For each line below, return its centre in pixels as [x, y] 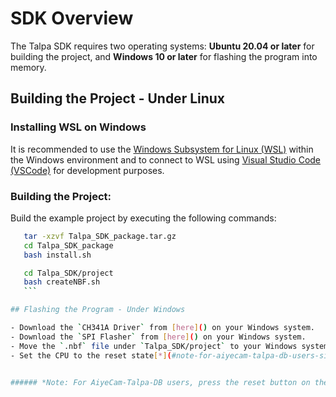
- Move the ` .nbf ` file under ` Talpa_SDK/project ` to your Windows [154, 346]
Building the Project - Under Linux [118, 98]
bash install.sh [57, 255]
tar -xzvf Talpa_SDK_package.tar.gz [100, 236]
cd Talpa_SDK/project [68, 273]
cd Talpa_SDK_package [68, 245]
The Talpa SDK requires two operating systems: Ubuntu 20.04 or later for [162, 46]
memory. [28, 67]
